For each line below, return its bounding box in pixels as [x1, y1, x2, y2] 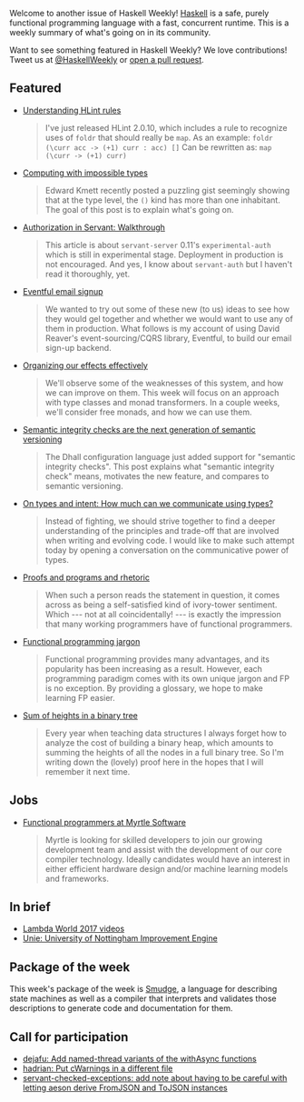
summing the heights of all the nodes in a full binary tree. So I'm [44, 746, 284, 757]
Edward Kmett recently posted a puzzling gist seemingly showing [44, 185, 290, 195]
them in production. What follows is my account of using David [44, 323, 280, 334]
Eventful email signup [22, 286, 103, 296]
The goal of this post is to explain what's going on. [44, 204, 234, 215]
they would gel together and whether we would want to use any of [44, 313, 293, 324]
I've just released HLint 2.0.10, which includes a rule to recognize [44, 122, 288, 133]
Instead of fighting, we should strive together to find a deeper [44, 516, 276, 526]
